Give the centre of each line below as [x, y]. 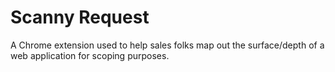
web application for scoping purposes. [90, 55]
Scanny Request [80, 17]
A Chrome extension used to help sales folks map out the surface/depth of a [167, 45]
